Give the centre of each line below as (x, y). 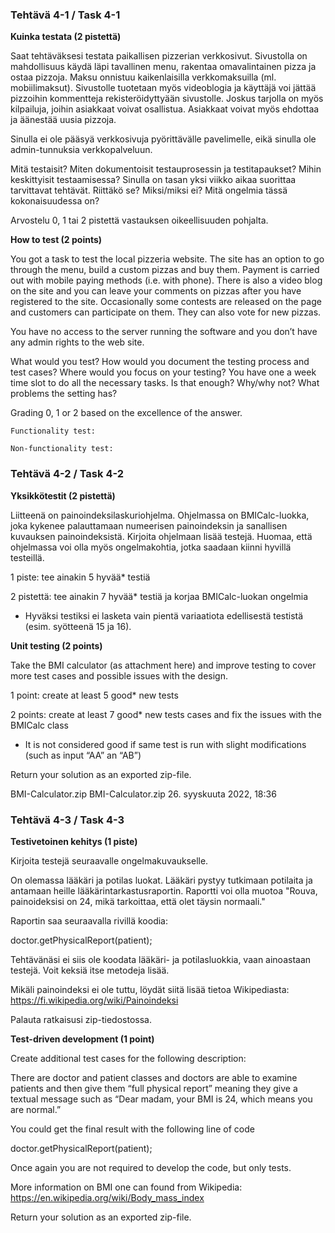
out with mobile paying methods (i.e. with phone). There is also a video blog (166, 280)
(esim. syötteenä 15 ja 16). (78, 626)
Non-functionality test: (62, 449)
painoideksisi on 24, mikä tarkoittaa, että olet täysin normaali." (138, 901)
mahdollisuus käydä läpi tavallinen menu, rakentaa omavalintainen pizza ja (163, 67)
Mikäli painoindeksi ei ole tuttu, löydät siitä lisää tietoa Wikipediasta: (150, 989)
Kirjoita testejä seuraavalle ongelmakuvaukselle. (109, 860)
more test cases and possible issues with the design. (119, 675)
